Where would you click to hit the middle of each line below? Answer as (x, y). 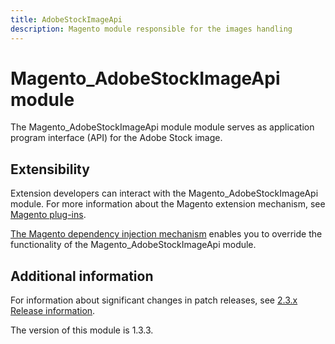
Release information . (53, 311)
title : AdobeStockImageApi (66, 19)
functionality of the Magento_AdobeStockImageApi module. (133, 245)
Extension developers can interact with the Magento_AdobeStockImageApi (164, 193)
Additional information (82, 276)
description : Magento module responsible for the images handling (151, 29)
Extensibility (50, 169)
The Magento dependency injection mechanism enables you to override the (166, 234)
